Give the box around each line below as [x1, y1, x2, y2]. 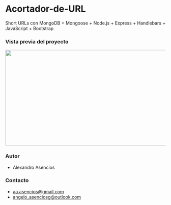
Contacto [5, 177, 29, 184]
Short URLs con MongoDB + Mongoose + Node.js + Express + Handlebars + [5, 20, 166, 26]
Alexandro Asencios [12, 164, 55, 170]
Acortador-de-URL [5, 3, 86, 15]
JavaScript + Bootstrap [5, 25, 54, 31]
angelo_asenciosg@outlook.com [12, 194, 81, 200]
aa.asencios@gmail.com [12, 188, 65, 194]
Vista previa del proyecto [5, 38, 69, 45]
